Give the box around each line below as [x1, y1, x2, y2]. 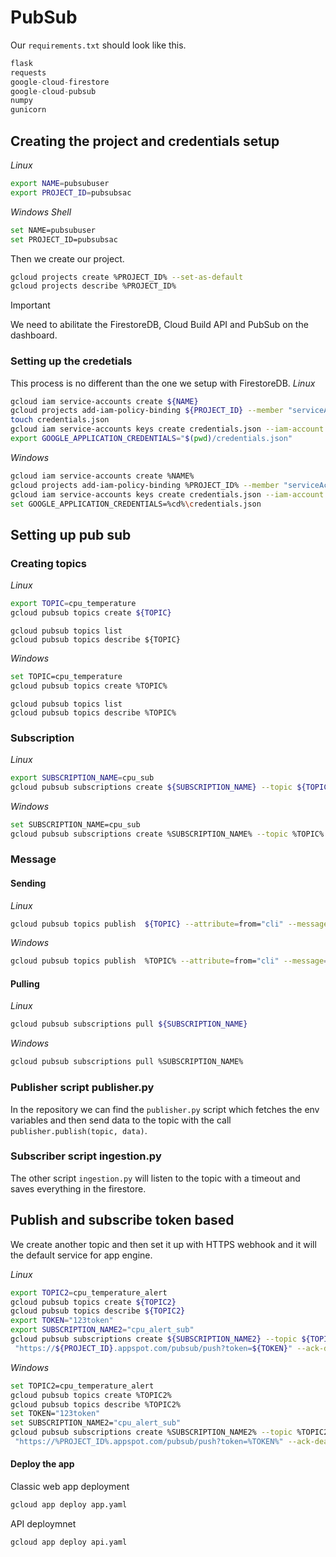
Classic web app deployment [10, 1481, 130, 1493]
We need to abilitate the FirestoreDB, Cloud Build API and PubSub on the [10, 319, 309, 331]
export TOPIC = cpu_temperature [10, 599, 137, 609]
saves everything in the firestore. [10, 1182, 147, 1195]
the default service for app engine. [10, 1249, 153, 1261]
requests [10, 67, 47, 78]
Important [10, 299, 51, 311]
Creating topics [10, 556, 87, 570]
